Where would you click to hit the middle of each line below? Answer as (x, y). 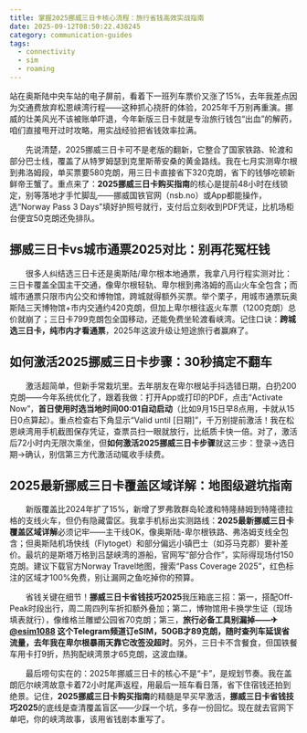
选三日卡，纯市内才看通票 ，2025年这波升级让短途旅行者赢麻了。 (132, 330)
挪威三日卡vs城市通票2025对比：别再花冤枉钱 (140, 250)
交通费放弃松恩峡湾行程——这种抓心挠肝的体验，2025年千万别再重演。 (151, 107)
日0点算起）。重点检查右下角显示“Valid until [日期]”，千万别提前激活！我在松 (152, 420)
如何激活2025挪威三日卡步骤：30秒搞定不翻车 (141, 362)
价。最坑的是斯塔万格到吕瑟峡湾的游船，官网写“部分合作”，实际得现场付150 (152, 555)
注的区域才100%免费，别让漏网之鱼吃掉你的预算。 (104, 578)
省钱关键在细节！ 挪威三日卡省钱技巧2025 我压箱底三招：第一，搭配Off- (159, 597)
